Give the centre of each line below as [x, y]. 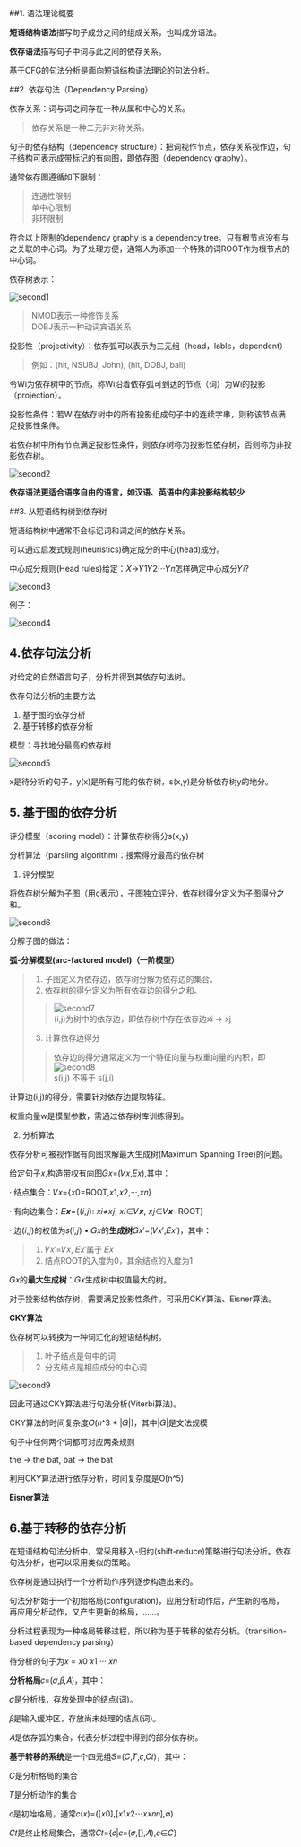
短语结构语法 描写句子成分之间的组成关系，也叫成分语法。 [115, 32]
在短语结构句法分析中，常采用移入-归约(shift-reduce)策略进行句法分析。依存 [150, 1552]
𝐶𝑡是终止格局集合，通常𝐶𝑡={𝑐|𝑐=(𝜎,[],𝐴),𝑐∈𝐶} [93, 1833]
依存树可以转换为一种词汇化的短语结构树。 [88, 1336]
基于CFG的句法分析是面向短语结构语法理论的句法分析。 [112, 70]
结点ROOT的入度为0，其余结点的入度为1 [119, 1260]
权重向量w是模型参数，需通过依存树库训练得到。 [99, 1116]
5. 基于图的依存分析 [63, 813]
